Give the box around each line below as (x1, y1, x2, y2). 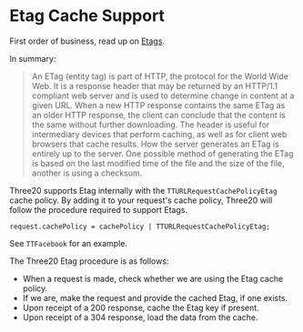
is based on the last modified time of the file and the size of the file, (31, 157, 285, 168)
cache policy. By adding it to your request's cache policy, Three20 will (9, 195, 273, 206)
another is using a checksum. (31, 167, 143, 178)
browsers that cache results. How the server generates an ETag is (31, 138, 279, 149)
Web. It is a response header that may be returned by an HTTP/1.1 (31, 80, 278, 91)
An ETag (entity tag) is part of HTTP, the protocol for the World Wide (31, 70, 288, 82)
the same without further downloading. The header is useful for (31, 119, 270, 130)
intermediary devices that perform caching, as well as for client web (31, 128, 288, 139)
